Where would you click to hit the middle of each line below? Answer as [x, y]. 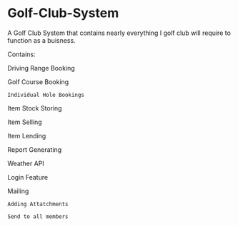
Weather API [26, 163]
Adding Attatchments [38, 204]
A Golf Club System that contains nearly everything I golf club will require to [119, 33]
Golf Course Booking [38, 82]
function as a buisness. [42, 40]
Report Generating [35, 149]
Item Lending [27, 135]
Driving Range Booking [41, 68]
